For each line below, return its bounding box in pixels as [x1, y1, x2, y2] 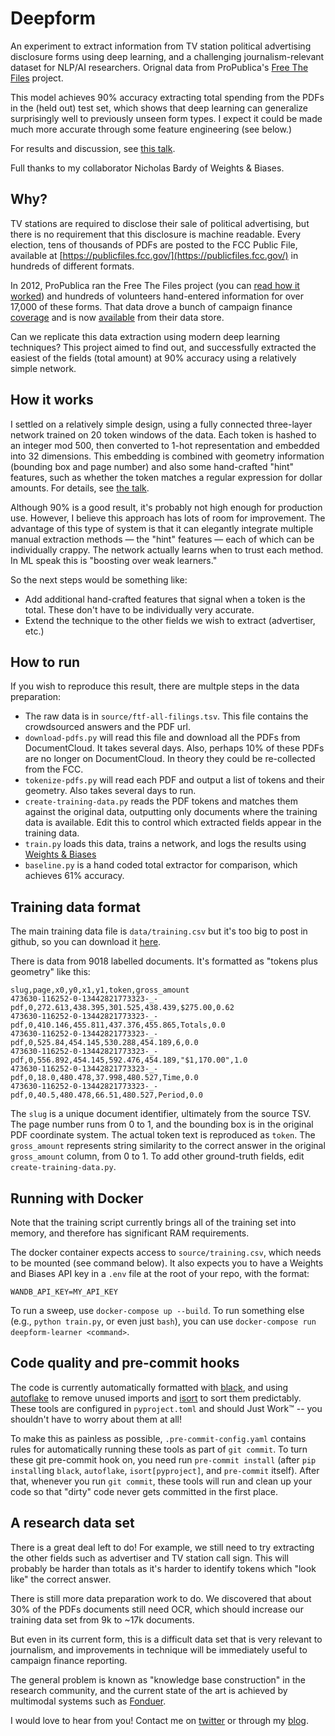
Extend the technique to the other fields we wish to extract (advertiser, [24, 614, 316, 626]
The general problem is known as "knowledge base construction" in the [10, 1673, 306, 1686]
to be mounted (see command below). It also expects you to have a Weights [10, 1257, 324, 1269]
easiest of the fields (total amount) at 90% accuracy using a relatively [10, 352, 297, 364]
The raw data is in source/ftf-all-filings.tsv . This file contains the [24, 710, 309, 722]
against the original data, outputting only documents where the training [24, 806, 318, 818]
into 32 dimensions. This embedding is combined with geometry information [10, 450, 325, 462]
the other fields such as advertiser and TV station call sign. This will [10, 1552, 289, 1564]
